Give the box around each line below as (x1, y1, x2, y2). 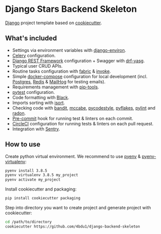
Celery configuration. (12, 52, 56, 58)
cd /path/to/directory (5, 220, 52, 225)
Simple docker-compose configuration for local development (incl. (12, 73, 148, 79)
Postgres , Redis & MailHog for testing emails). (12, 78, 106, 84)
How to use (5, 140, 40, 149)
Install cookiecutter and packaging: (5, 186, 77, 192)
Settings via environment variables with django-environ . (12, 47, 126, 53)
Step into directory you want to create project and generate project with (5, 205, 152, 211)
